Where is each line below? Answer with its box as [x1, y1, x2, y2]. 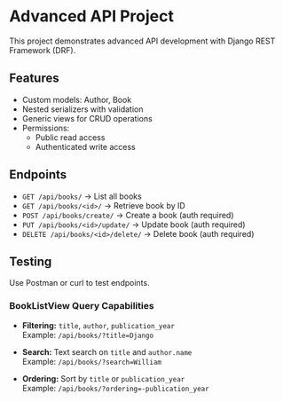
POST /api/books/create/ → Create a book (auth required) [21, 209, 234, 220]
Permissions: [21, 122, 70, 133]
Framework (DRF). [9, 44, 76, 55]
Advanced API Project [9, 6, 175, 27]
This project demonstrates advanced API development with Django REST [9, 35, 276, 46]
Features [9, 71, 59, 86]
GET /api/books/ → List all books [21, 191, 142, 201]
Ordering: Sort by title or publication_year [21, 373, 185, 383]
